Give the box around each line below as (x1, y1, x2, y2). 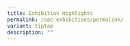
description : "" (7, 28, 53, 36)
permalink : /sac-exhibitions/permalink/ (7, 16, 125, 23)
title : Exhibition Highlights (7, 9, 94, 17)
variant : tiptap (7, 22, 53, 29)
